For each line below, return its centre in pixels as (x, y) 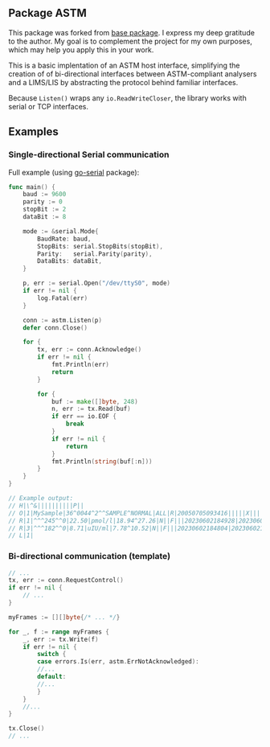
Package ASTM (47, 13)
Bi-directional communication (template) (90, 556)
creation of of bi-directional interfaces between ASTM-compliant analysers (133, 74)
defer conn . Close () (55, 328)
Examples (33, 132)
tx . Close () (27, 729)
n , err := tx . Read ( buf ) (91, 409)
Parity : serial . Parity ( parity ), (95, 254)
